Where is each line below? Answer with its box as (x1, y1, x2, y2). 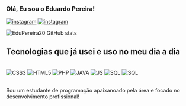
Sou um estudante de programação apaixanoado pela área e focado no (6, 87, 181, 94)
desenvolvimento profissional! (6, 93, 80, 100)
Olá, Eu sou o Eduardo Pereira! (6, 5, 95, 13)
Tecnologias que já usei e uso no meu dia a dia (6, 47, 181, 57)
